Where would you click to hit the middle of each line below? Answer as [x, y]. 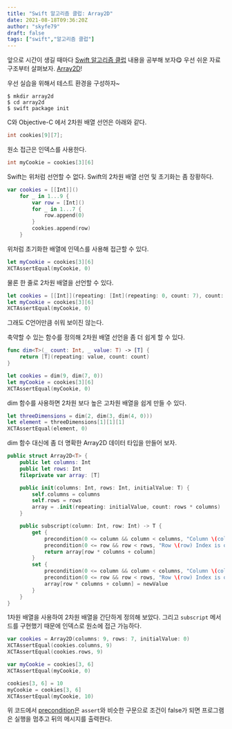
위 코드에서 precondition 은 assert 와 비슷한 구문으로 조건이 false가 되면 [104, 710]
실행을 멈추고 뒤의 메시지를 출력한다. [63, 719]
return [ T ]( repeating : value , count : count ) [85, 357]
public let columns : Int [55, 462]
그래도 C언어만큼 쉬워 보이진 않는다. [56, 323]
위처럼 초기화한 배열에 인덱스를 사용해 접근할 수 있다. [78, 249]
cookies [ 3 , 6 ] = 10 [35, 683]
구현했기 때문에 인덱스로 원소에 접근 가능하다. [81, 626]
